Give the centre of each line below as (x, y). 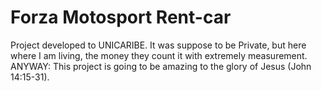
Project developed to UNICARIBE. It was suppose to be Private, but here (158, 45)
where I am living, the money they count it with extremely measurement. (159, 55)
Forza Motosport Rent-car (121, 17)
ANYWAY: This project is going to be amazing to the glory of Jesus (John (161, 66)
